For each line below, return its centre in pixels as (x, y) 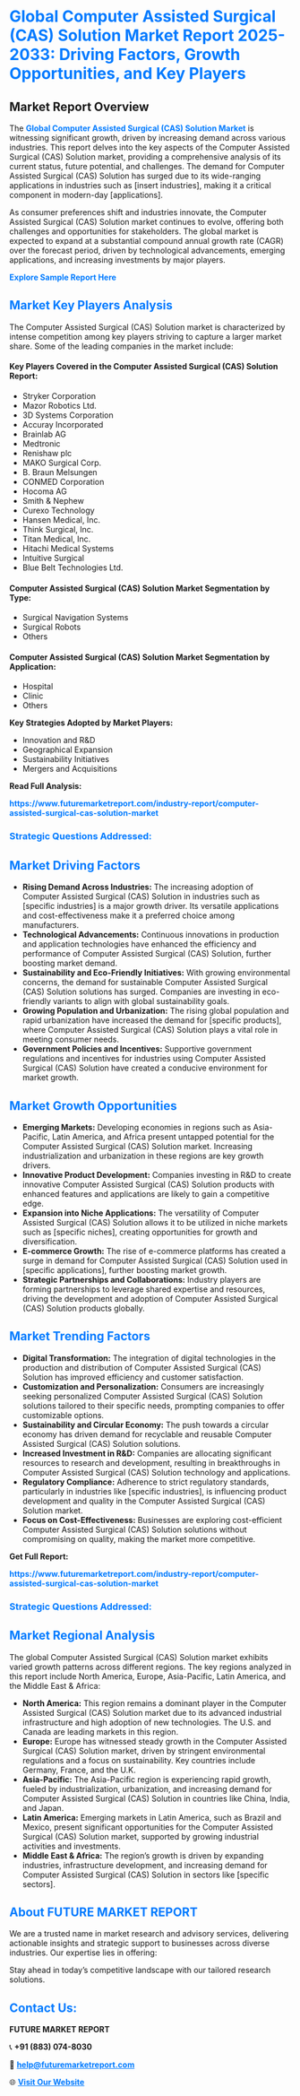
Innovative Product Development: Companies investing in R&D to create (157, 1174)
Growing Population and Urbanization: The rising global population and (155, 1011)
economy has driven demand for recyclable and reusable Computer (147, 1434)
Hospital (38, 687)
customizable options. (63, 1415)
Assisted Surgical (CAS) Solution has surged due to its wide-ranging (135, 176)
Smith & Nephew (53, 501)
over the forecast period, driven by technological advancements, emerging (147, 250)
